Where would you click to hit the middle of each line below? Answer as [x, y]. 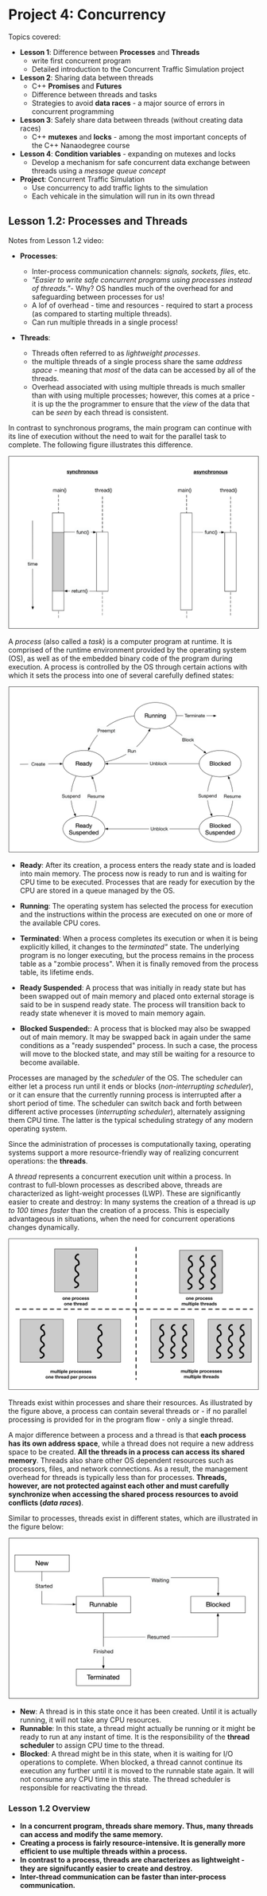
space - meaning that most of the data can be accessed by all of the [144, 370]
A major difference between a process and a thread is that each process [127, 1435]
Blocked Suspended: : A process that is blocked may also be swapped [135, 1028]
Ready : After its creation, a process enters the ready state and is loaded [137, 865]
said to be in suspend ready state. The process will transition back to [132, 1004]
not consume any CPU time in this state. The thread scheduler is [125, 1780]
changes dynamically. [44, 1227]
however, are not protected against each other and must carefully [119, 1486]
